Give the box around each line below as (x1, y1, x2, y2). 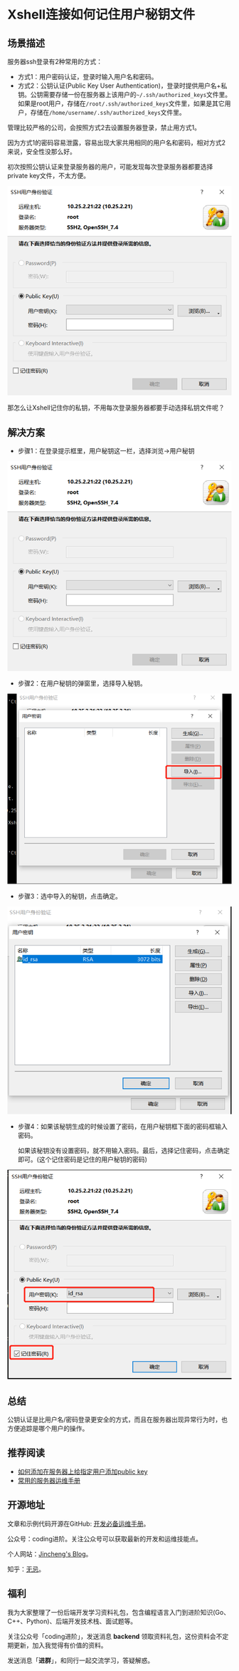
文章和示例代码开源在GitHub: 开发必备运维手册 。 (7, 1519, 150, 1528)
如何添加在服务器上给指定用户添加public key (17, 1467, 148, 1476)
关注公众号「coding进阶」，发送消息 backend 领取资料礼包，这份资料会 (7, 1632, 217, 1640)
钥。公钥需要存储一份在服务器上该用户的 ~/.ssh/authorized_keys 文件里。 (17, 90, 232, 98)
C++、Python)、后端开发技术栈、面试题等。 (7, 1617, 137, 1625)
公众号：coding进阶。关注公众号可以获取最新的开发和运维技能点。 (7, 1534, 203, 1543)
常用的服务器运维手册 (17, 1476, 80, 1484)
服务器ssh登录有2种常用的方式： (7, 58, 103, 66)
